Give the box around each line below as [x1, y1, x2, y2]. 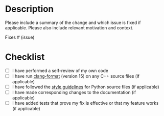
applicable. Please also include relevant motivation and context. [5, 24, 134, 30]
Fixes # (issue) [5, 34, 35, 40]
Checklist [5, 51, 45, 63]
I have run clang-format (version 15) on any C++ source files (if [12, 73, 140, 79]
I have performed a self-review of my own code [12, 68, 109, 73]
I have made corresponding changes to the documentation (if [12, 90, 136, 95]
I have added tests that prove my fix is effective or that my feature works [12, 100, 159, 106]
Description [5, 3, 54, 15]
